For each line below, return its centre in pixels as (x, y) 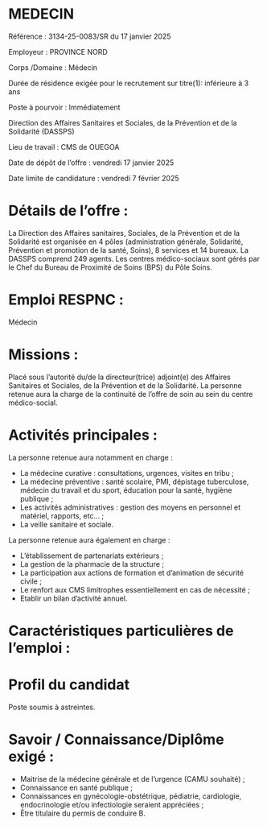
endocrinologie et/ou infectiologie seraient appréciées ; (112, 804)
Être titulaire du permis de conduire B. (83, 813)
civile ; (31, 581)
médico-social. (33, 403)
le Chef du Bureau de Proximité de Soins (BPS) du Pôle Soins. (111, 267)
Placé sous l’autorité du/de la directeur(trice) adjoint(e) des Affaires (119, 377)
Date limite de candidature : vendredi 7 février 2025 (94, 178)
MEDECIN (41, 14)
